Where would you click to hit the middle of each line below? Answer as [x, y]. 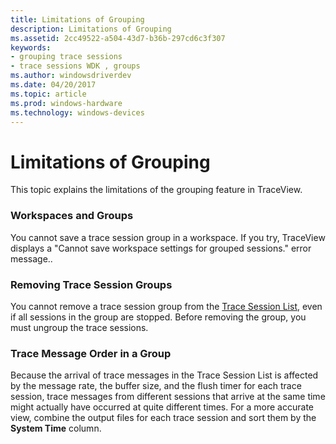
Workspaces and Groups [72, 216]
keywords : [31, 47]
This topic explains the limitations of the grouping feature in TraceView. [156, 190]
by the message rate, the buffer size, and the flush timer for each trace [156, 386]
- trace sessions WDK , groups [75, 66]
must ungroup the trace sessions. [79, 327]
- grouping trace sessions [66, 57]
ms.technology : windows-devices [77, 112]
